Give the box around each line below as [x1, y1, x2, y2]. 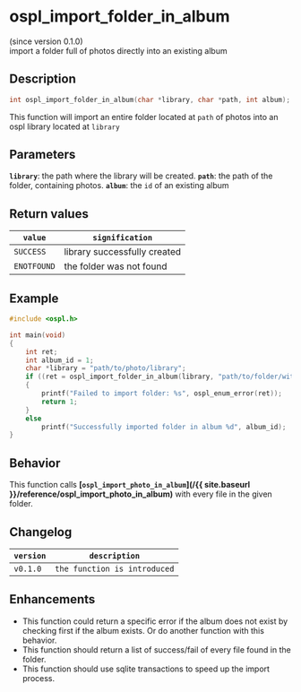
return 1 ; [41, 397, 78, 406]
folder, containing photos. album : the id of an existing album [9, 180, 230, 191]
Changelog [9, 524, 73, 540]
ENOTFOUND [13, 262, 56, 272]
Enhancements [9, 592, 96, 607]
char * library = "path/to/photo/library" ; [25, 364, 186, 373]
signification [92, 233, 153, 243]
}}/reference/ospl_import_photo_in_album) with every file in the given [9, 489, 273, 499]
